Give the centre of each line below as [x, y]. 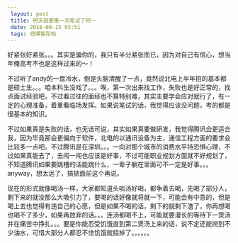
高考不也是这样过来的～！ [57, 64]
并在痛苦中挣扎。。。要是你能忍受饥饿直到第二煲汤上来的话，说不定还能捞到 [116, 224]
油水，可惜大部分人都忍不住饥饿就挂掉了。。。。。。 [83, 233]
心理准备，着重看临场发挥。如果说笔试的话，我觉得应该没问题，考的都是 [125, 105]
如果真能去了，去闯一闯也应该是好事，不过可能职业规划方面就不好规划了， [122, 156]
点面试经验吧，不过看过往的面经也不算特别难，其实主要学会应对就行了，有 [116, 96]
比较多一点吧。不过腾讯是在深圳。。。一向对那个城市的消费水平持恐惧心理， [116, 147]
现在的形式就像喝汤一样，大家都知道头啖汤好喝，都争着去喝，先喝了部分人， [119, 188]
